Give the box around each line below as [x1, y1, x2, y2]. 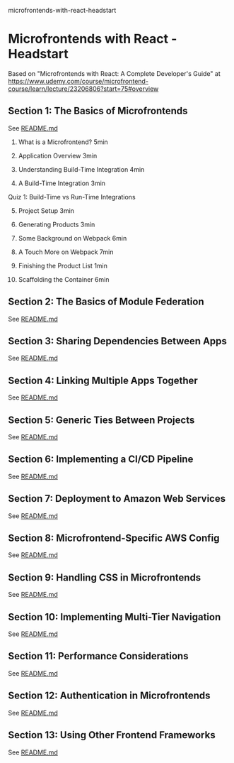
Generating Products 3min [18, 220, 95, 229]
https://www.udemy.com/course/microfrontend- [8, 77, 149, 85]
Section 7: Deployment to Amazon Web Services [8, 493, 226, 505]
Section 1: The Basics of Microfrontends [8, 105, 188, 117]
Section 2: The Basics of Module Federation [8, 296, 204, 308]
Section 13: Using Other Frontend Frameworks [8, 729, 216, 741]
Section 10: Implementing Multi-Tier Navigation [8, 610, 221, 623]
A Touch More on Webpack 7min [18, 248, 114, 256]
